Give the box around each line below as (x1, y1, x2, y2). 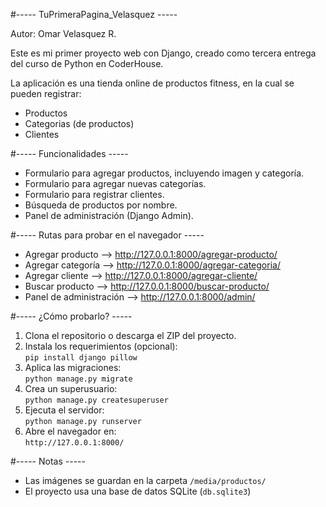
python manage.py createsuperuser (24, 395, 169, 405)
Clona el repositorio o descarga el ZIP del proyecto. (24, 330, 237, 341)
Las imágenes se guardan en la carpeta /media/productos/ (24, 475, 267, 486)
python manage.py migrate (24, 374, 133, 384)
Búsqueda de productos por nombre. (24, 199, 178, 211)
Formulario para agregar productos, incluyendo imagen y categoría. (24, 167, 305, 179)
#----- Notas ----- (10, 455, 86, 467)
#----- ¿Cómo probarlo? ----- (10, 310, 133, 322)
